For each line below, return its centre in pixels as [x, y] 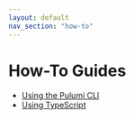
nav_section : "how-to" [51, 26]
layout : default [39, 18]
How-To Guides [67, 71]
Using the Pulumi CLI [60, 96]
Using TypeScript [54, 105]
